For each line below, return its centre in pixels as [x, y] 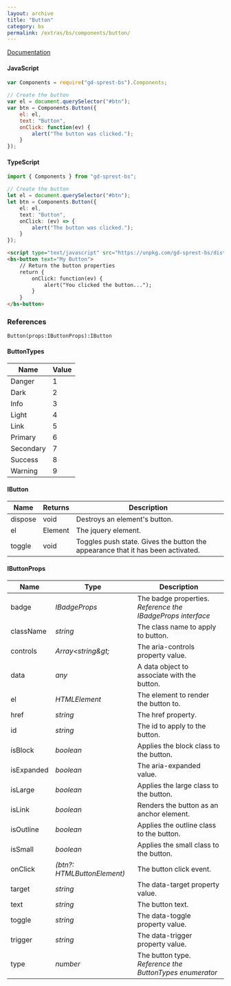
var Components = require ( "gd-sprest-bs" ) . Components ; [87, 83]
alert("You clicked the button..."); [98, 285]
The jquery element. [108, 530]
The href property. [167, 714]
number [67, 964]
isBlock [22, 750]
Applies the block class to [178, 745]
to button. [153, 635]
